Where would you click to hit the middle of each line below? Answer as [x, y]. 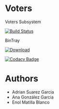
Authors [22, 79]
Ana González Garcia [33, 97]
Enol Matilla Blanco [31, 102]
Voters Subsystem [23, 22]
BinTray [12, 40]
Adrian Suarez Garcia [33, 92]
